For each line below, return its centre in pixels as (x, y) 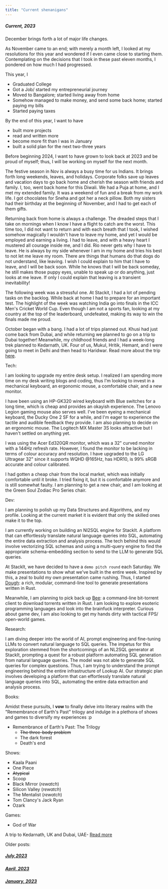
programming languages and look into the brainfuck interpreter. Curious (79, 608)
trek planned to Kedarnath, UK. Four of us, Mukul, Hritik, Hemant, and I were (84, 345)
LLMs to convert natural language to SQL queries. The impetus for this (78, 644)
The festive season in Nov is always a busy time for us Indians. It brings (79, 171)
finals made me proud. (28, 319)
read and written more (35, 135)
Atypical (21, 773)
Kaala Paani (25, 762)
